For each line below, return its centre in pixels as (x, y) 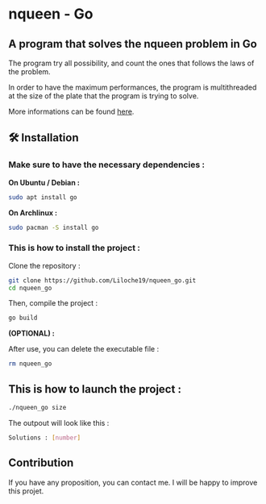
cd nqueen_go (30, 288)
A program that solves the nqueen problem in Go (133, 44)
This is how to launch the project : (95, 389)
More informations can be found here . (71, 111)
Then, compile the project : (53, 303)
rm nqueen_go (30, 364)
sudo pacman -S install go (54, 227)
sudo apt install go (43, 197)
